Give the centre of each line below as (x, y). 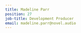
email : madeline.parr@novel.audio (41, 23)
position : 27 (19, 14)
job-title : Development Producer (40, 18)
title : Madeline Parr (27, 9)
